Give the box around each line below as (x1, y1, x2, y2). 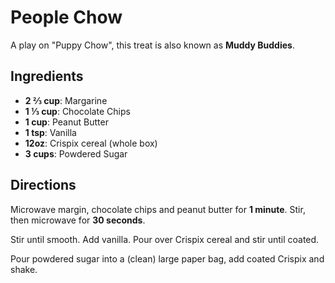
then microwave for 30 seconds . (10, 214, 146, 226)
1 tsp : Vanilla (24, 126, 77, 138)
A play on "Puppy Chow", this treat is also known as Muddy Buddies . (10, 39, 295, 51)
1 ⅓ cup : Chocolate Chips (24, 105, 131, 117)
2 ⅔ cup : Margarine (24, 94, 108, 106)
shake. (10, 263, 38, 275)
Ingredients (10, 68, 84, 85)
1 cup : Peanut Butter (24, 116, 109, 128)
